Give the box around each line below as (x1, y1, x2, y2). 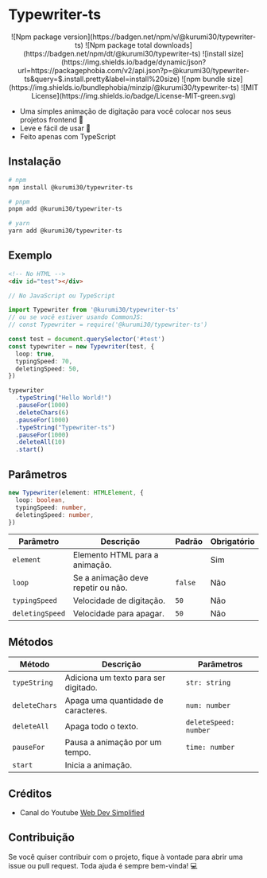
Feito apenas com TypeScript (19, 131, 117, 141)
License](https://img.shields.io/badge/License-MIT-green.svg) (31, 91, 236, 100)
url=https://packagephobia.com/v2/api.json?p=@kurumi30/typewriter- (17, 65, 250, 75)
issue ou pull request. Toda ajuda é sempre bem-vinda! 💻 (8, 861, 198, 870)
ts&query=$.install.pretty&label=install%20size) (24, 74, 180, 84)
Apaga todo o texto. (64, 721, 139, 732)
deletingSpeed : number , (15, 511, 94, 519)
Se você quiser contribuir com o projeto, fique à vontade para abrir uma (8, 852, 244, 861)
